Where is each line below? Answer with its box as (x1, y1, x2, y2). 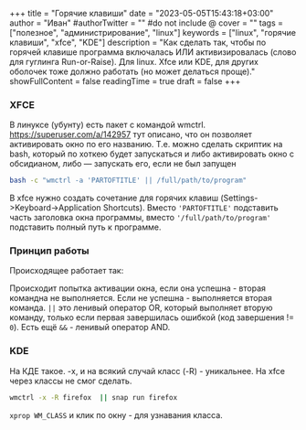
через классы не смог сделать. (9, 375, 132, 386)
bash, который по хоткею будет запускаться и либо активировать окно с (9, 148, 295, 159)
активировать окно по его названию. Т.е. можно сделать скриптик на (9, 139, 283, 150)
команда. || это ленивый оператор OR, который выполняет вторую (9, 302, 273, 314)
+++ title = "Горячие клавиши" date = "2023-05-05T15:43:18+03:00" (9, 8, 274, 18)
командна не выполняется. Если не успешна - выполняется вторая (9, 293, 272, 304)
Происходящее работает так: (9, 265, 124, 276)
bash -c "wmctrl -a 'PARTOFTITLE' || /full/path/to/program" (9, 176, 248, 186)
